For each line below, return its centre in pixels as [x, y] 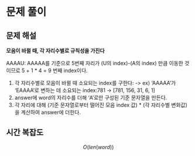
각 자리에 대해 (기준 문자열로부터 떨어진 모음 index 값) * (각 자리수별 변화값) [101, 105]
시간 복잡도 [25, 133]
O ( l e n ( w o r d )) [98, 147]
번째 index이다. [70, 70]
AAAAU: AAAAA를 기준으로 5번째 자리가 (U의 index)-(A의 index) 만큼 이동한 [95, 63]
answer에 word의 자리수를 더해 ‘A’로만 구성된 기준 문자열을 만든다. [91, 98]
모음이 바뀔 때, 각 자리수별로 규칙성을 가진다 [55, 51]
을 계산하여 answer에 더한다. [47, 112]
